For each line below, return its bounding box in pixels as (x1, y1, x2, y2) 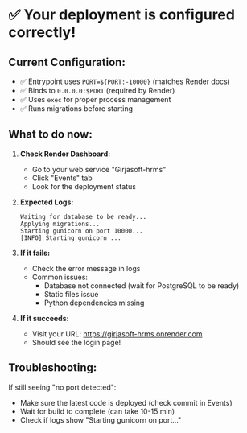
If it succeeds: (19, 313, 69, 323)
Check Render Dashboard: (19, 149, 111, 159)
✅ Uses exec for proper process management (19, 95, 171, 104)
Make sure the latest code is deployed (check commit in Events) (19, 398, 233, 407)
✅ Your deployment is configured (8, 6, 236, 24)
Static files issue (43, 289, 99, 299)
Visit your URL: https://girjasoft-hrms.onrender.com (31, 328, 203, 339)
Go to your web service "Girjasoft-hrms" (31, 164, 167, 174)
